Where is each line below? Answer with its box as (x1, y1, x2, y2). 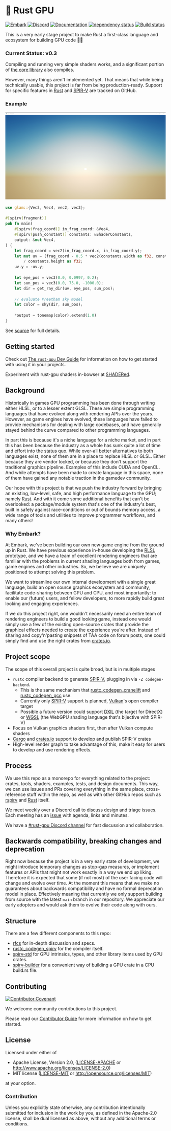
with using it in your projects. (5, 361, 66, 367)
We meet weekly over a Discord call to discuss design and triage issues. (5, 807, 157, 813)
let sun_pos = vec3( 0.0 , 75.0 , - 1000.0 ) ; (14, 280, 103, 285)
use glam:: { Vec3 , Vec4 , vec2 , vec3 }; (5, 205, 85, 210)
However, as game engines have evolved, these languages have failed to (5, 416, 158, 422)
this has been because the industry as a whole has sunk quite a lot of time (5, 442, 161, 448)
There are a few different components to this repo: (5, 930, 111, 937)
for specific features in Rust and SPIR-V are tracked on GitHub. (5, 87, 137, 94)
